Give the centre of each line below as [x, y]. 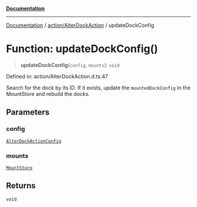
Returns [21, 186]
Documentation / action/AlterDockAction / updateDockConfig [80, 25]
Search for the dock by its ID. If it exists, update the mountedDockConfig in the [98, 88]
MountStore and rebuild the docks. [48, 94]
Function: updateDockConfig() [82, 49]
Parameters [28, 113]
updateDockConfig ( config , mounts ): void [70, 65]
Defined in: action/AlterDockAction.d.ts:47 [57, 76]
